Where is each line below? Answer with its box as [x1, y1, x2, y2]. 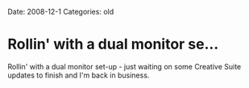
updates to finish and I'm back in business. [7, 70, 150, 80]
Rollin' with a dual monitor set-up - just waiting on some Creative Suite [7, 61, 242, 71]
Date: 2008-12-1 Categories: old [7, 7, 114, 16]
